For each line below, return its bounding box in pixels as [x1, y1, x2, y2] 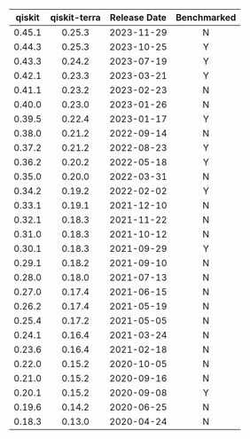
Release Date [109, 12, 167, 23]
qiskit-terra [50, 12, 101, 23]
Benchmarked [176, 12, 237, 23]
